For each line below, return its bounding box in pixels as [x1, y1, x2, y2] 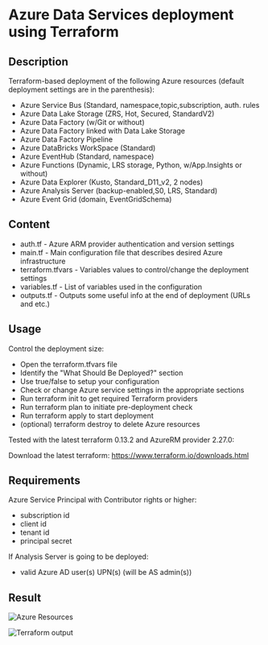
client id [19, 519, 47, 529]
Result [8, 590, 42, 605]
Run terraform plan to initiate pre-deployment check [19, 402, 193, 411]
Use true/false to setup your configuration [19, 376, 159, 386]
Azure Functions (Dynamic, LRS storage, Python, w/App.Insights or [19, 160, 243, 170]
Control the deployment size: [8, 344, 105, 354]
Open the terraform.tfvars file [19, 359, 118, 369]
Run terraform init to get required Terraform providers [19, 393, 199, 403]
